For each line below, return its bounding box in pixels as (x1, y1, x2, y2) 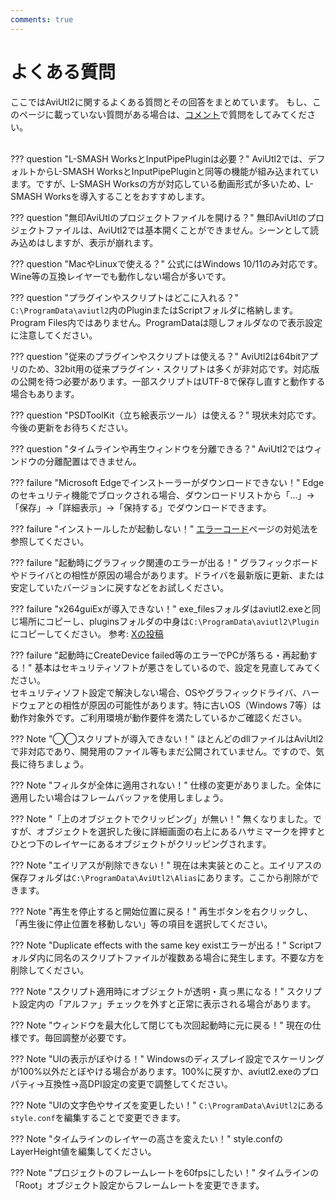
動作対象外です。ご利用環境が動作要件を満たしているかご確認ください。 (10, 711, 308, 723)
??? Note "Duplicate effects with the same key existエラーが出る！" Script (10, 939, 314, 951)
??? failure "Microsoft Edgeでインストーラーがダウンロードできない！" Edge (10, 476, 325, 488)
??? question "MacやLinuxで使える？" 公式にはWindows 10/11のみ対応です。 (10, 257, 323, 270)
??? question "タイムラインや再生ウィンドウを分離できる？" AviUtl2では (10, 442, 305, 455)
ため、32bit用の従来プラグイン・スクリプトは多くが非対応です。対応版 (27, 362, 320, 375)
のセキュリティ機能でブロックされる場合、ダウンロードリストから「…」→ (10, 489, 315, 501)
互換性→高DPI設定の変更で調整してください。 (44, 1077, 233, 1090)
